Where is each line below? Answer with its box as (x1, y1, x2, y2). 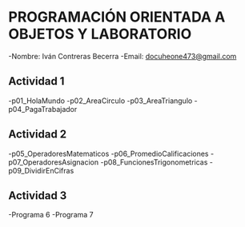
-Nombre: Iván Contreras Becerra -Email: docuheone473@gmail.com (8, 51, 237, 61)
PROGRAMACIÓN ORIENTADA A (8, 8, 226, 26)
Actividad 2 (8, 128, 67, 141)
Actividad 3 (8, 189, 67, 202)
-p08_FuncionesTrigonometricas (99, 157, 208, 167)
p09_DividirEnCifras (8, 165, 74, 175)
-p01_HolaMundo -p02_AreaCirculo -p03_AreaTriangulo (8, 96, 193, 106)
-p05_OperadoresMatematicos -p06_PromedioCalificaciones (8, 149, 209, 158)
